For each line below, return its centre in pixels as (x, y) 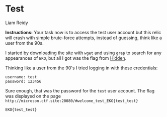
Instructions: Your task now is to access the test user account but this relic (83, 32)
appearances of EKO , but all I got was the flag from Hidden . (66, 58)
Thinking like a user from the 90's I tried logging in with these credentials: (81, 68)
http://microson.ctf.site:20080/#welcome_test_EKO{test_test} (72, 101)
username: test (21, 77)
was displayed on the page (33, 96)
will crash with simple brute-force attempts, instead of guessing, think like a (84, 38)
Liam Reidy (17, 23)
